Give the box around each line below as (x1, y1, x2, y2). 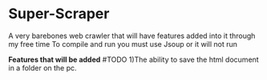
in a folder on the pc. (8, 63, 78, 72)
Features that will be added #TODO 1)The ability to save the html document (8, 55, 259, 64)
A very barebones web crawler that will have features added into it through (8, 31, 256, 40)
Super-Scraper (8, 5, 110, 23)
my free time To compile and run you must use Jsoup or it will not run (8, 39, 238, 48)
